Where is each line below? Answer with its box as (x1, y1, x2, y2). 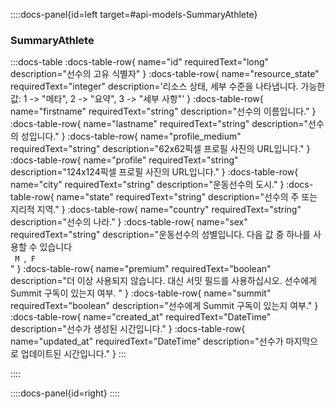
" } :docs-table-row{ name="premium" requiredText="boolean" (10, 263, 272, 275)
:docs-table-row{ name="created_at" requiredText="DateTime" (10, 311, 272, 323)
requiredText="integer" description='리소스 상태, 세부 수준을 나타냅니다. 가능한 (10, 80, 326, 93)
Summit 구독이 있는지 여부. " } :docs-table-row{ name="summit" (10, 287, 272, 299)
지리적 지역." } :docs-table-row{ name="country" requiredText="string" (10, 204, 302, 216)
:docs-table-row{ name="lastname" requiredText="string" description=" (10, 118, 309, 130)
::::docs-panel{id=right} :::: (10, 387, 120, 399)
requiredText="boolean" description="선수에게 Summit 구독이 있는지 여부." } (10, 300, 319, 312)
